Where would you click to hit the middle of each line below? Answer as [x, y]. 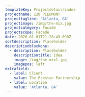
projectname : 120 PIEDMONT [33, 14]
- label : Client [26, 73]
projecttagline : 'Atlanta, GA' [37, 19]
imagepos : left [29, 64]
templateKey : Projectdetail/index [41, 10]
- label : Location [28, 82]
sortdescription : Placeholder [36, 42]
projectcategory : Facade [30, 28]
